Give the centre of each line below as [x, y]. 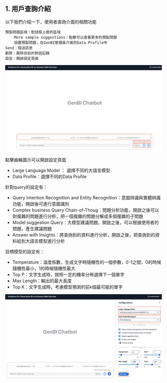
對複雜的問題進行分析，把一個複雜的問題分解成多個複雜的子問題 [78, 216]
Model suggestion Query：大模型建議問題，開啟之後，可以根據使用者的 [85, 222]
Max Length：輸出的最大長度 [42, 281]
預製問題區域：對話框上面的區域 [33, 32]
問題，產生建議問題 [32, 228]
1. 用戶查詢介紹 [28, 9]
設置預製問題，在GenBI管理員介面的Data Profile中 [61, 43]
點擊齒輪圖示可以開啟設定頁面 [36, 160]
